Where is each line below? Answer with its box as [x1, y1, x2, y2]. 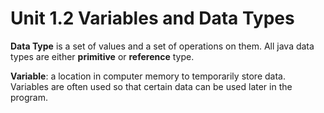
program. [10, 91, 49, 103]
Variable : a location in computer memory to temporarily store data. [10, 70, 286, 82]
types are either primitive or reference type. [10, 50, 195, 62]
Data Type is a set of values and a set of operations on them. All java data [10, 40, 315, 52]
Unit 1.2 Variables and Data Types [10, 7, 295, 30]
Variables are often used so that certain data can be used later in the [10, 80, 293, 92]
